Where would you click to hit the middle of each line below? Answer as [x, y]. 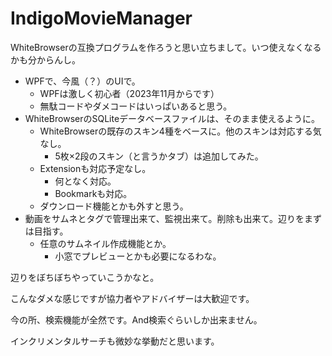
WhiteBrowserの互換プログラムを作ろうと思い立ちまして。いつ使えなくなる [166, 47]
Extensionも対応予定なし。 [95, 168]
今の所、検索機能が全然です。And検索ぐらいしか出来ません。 [136, 319]
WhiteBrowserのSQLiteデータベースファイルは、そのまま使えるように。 [172, 118]
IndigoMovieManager [101, 18]
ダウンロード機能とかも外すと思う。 [114, 206]
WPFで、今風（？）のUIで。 [82, 81]
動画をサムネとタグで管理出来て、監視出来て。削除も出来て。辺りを [164, 218]
